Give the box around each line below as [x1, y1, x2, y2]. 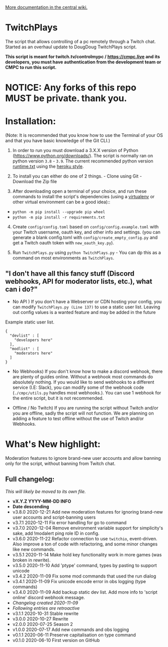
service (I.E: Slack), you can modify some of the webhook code [12, 384, 144, 390]
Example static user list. [5, 319, 54, 325]
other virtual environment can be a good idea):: [12, 199, 111, 205]
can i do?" [5, 285, 38, 294]
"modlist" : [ [10, 346, 39, 351]
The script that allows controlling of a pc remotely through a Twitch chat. [5, 38, 156, 44]
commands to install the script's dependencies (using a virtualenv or [12, 194, 155, 200]
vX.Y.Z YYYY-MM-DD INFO [12, 498, 71, 504]
